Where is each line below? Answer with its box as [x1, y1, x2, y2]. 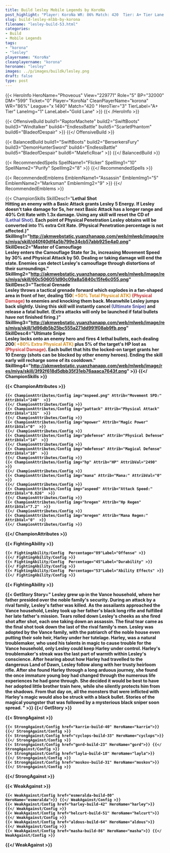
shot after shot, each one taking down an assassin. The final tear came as [5, 618, 163, 625]
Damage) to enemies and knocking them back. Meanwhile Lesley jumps [5, 298, 159, 304]
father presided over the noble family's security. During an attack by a [5, 597, 156, 603]
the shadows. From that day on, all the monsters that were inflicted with [5, 688, 159, 695]
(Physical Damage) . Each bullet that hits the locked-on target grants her [5, 346, 159, 352]
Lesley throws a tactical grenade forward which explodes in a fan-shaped [5, 287, 163, 293]
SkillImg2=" [5, 271, 31, 277]
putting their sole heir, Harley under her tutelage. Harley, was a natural [5, 634, 156, 640]
